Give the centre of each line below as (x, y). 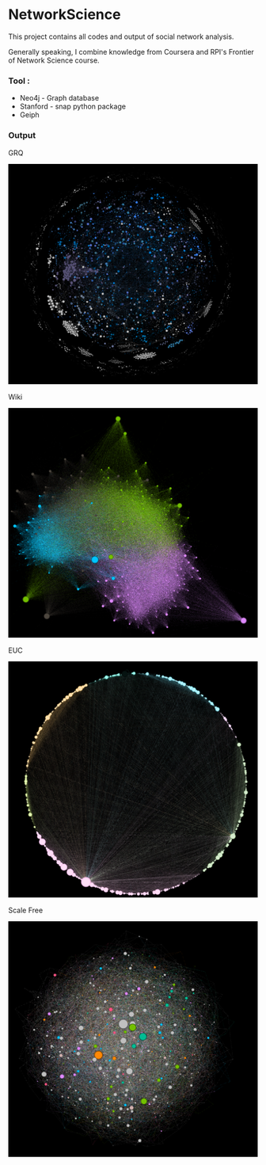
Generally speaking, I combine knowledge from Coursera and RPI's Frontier (131, 51)
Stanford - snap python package (73, 107)
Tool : (19, 81)
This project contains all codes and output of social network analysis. (121, 36)
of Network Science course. (54, 60)
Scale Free (26, 910)
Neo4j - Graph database (59, 98)
